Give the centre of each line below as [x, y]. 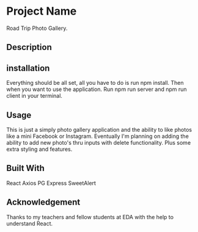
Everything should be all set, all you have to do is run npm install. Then [95, 83]
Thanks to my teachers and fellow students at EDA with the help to [90, 217]
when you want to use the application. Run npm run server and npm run [97, 89]
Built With [25, 168]
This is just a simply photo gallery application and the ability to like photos [99, 129]
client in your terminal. [35, 96]
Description [29, 47]
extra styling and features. [39, 149]
